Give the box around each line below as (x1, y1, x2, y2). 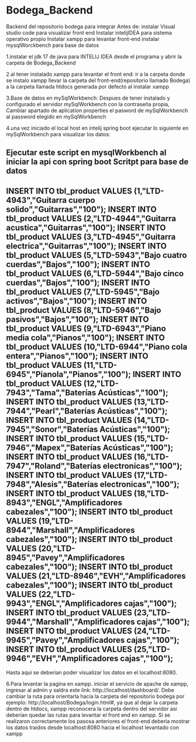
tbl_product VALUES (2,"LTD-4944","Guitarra (6, 214, 177, 223)
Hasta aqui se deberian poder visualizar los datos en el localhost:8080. (6, 669, 177, 676)
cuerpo (68, 195, 95, 205)
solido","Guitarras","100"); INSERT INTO (6, 204, 157, 214)
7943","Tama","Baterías (6, 388, 97, 398)
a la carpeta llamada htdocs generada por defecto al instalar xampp (6, 83, 170, 90)
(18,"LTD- (133, 488, 169, 499)
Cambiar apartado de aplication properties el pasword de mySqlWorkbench (6, 107, 188, 114)
